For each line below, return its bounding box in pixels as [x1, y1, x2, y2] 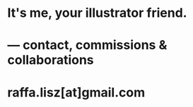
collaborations [7, 52, 94, 68]
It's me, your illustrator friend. [7, 5, 187, 21]
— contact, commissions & [7, 37, 168, 53]
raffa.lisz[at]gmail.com [7, 84, 146, 100]
